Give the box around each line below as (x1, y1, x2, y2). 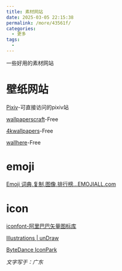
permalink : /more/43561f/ (6, 20, 71, 26)
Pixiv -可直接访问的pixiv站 (6, 103, 69, 111)
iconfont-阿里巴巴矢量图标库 (6, 222, 77, 230)
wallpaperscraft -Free (6, 115, 58, 123)
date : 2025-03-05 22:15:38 (6, 14, 74, 20)
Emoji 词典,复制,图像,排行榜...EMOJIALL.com (6, 180, 116, 188)
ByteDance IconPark (6, 246, 57, 253)
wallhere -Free (6, 138, 41, 146)
